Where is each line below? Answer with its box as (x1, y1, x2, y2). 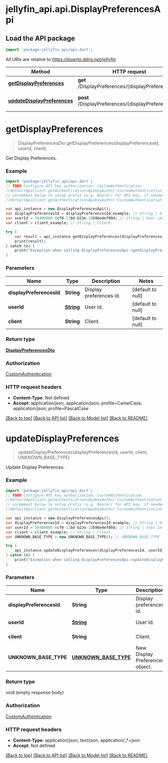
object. (136, 663, 152, 670)
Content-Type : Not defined (12, 395, 69, 401)
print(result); (14, 238, 46, 243)
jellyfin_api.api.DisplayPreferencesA (5, 3, 161, 15)
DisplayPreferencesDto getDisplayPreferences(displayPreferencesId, (17, 140, 160, 146)
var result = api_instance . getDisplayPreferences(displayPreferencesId (14, 234, 167, 239)
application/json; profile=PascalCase (12, 405, 89, 411)
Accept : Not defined (12, 742, 55, 748)
